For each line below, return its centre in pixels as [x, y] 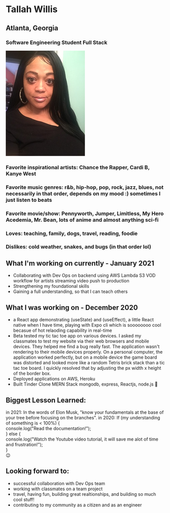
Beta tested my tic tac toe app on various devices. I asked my [77, 336]
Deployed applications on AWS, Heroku [54, 379]
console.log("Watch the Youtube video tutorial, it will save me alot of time [82, 439]
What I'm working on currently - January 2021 [80, 263]
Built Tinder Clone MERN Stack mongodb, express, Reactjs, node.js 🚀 [86, 384]
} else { [13, 434]
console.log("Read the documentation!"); [49, 428]
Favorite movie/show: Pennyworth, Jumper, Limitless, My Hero [85, 213]
